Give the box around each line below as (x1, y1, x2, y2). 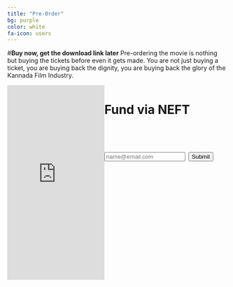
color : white (7, 23, 45, 30)
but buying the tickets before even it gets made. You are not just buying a (7, 57, 219, 65)
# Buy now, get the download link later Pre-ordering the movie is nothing (7, 49, 218, 57)
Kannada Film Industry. (7, 71, 73, 80)
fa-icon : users (7, 29, 52, 37)
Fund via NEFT (104, 102, 190, 118)
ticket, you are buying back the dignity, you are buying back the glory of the (7, 64, 226, 72)
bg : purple (7, 17, 39, 24)
